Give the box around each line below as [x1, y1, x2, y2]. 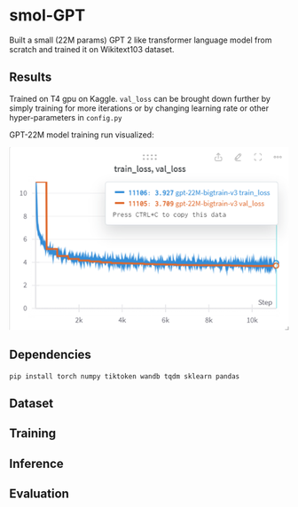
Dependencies [9, 347, 91, 363]
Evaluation [9, 487, 69, 502]
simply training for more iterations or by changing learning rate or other [9, 103, 270, 113]
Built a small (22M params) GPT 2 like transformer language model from [9, 35, 272, 45]
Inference [9, 456, 64, 471]
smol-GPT [9, 5, 86, 26]
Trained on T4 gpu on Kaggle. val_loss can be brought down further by [9, 93, 271, 104]
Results [9, 70, 52, 85]
